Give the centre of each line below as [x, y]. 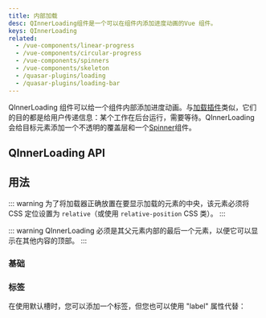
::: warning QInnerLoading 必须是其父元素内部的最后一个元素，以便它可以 [130, 230]
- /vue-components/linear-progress [75, 46]
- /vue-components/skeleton [63, 68]
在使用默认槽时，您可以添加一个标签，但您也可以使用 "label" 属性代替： [127, 306]
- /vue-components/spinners [63, 61]
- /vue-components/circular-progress [79, 53]
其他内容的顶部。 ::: [55, 240]
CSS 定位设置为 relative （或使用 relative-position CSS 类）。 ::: [117, 213]
